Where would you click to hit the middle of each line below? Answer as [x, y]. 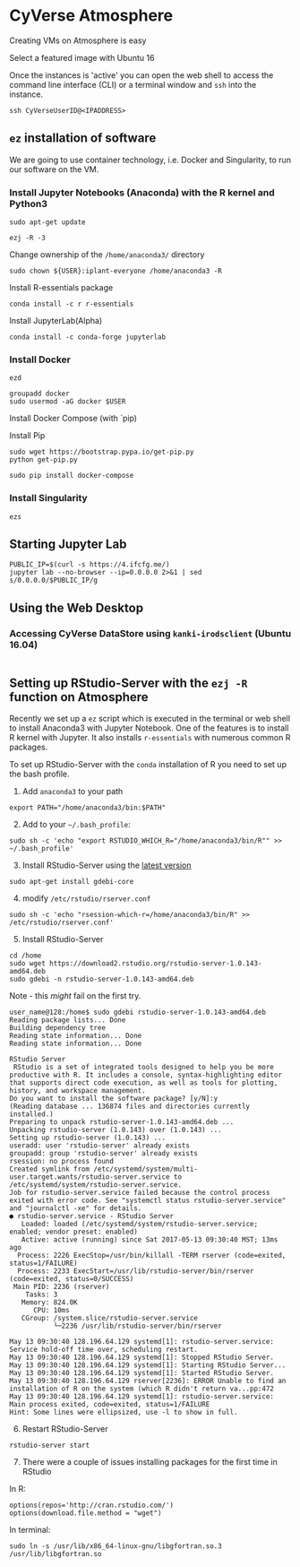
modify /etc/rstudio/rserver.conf [86, 898]
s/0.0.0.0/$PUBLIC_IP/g [54, 580]
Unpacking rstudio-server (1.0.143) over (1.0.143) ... [116, 1130]
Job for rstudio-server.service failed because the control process [140, 1192]
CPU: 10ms [51, 1310]
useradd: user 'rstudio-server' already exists [100, 1145]
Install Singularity [48, 498]
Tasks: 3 [42, 1294]
